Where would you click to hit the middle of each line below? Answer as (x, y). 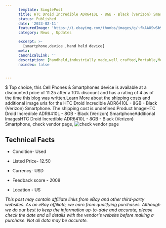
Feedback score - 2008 (36, 180)
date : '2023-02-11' (38, 23)
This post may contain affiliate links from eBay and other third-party (75, 199)
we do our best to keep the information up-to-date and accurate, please (79, 210)
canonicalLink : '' (37, 55)
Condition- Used (29, 152)
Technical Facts (30, 139)
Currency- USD (28, 170)
